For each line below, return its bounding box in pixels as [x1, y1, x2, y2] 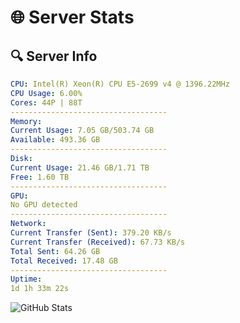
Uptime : [10, 274, 43, 285]
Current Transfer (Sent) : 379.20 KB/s [10, 228, 172, 238]
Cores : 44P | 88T [10, 97, 83, 108]
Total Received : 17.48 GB [10, 256, 118, 266]
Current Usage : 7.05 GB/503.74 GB [10, 126, 155, 136]
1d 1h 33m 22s [10, 284, 70, 294]
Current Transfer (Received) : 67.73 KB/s [10, 237, 186, 247]
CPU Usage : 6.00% [10, 88, 83, 98]
